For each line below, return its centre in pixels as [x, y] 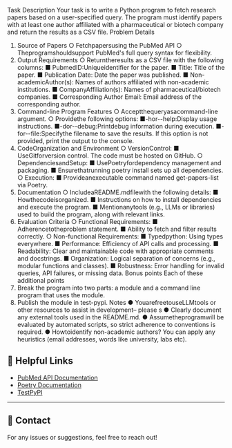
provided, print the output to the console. [76, 141]
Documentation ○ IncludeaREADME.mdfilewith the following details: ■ [118, 192]
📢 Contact [29, 421]
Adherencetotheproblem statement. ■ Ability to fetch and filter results [117, 229]
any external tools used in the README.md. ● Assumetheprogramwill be [120, 317]
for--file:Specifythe [45, 133]
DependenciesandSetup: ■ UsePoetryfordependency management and [119, 163]
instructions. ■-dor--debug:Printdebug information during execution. [116, 126]
